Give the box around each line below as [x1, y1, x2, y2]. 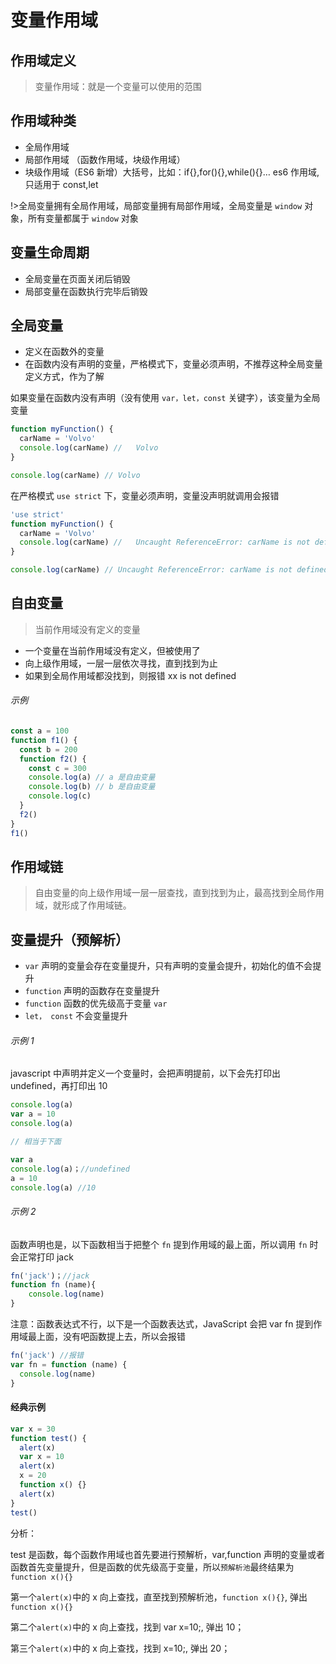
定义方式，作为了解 [24, 371, 105, 383]
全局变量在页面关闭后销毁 [24, 272, 131, 285]
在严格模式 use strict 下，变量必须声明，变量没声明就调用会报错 [10, 489, 280, 501]
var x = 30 [10, 1424, 56, 1434]
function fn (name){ [10, 1280, 97, 1290]
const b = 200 [19, 744, 78, 755]
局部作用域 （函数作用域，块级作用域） [24, 153, 186, 165]
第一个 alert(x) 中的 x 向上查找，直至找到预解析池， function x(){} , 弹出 [10, 1591, 308, 1603]
